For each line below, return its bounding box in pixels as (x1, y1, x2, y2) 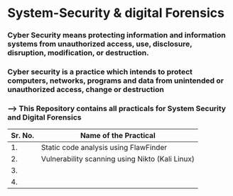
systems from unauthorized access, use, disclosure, (7, 39, 193, 49)
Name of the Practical (80, 131, 156, 141)
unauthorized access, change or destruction (7, 85, 165, 95)
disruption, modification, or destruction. (7, 48, 149, 58)
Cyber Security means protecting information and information (7, 30, 226, 40)
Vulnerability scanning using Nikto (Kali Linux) (40, 154, 195, 164)
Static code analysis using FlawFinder (40, 143, 168, 153)
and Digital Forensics (7, 112, 82, 122)
